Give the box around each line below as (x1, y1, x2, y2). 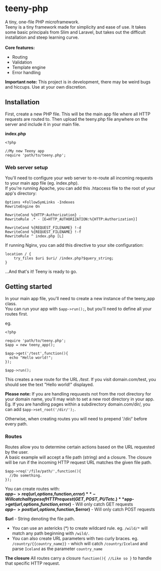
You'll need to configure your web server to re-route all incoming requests (5, 175, 153, 181)
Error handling (12, 69, 41, 75)
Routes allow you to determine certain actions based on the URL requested (5, 444, 155, 450)
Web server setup (5, 164, 48, 171)
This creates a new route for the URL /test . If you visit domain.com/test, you (5, 376, 156, 382)
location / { (5, 252, 32, 257)
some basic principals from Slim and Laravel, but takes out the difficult (5, 29, 146, 35)
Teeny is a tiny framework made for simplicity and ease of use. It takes (5, 24, 146, 30)
